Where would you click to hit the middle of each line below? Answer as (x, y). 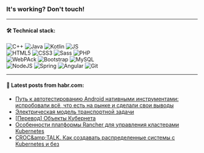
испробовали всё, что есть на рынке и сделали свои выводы (94, 105)
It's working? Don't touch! (46, 9)
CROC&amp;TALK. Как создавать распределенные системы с (95, 137)
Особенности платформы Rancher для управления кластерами (97, 124)
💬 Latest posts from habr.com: (45, 85)
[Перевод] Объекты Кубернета (55, 118)
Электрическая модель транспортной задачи (75, 112)
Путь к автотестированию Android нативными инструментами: (97, 98)
